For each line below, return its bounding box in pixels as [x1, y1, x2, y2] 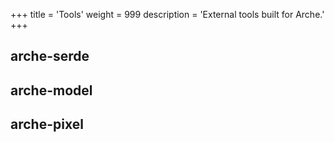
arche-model [10, 82, 93, 99]
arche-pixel [10, 116, 84, 133]
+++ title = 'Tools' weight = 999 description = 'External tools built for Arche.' [10, 9, 325, 20]
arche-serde [10, 48, 90, 65]
